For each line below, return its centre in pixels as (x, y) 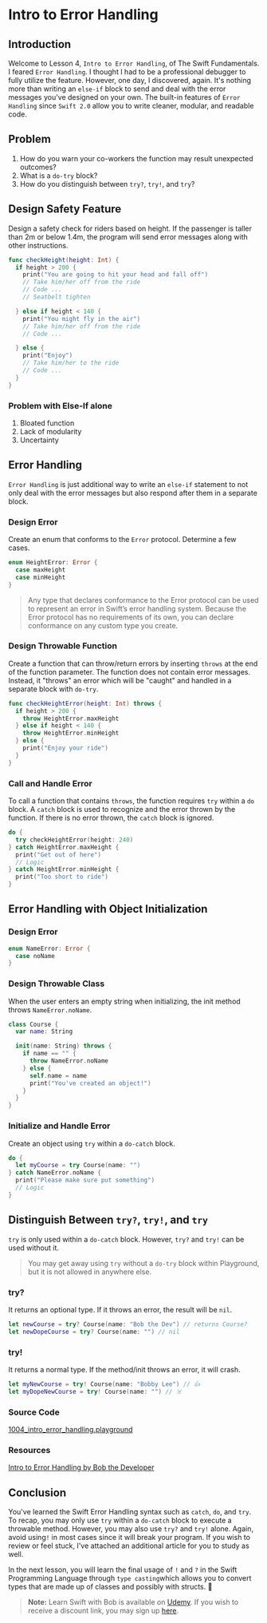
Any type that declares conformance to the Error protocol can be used (143, 600)
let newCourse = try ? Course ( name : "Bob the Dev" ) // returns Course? (128, 1324)
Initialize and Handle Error (59, 1126)
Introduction (40, 44)
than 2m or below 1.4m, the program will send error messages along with (128, 236)
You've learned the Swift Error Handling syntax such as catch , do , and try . (130, 1512)
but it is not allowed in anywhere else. (90, 1272)
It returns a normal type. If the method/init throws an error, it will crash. (124, 1369)
